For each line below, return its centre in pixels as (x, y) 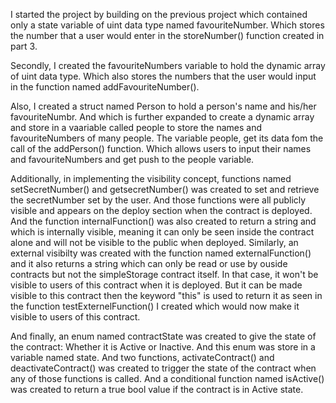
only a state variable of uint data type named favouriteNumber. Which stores (167, 25)
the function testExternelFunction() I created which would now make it (155, 306)
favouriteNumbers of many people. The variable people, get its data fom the (167, 138)
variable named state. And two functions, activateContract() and (142, 357)
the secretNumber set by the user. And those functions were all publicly (158, 200)
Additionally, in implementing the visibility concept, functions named (151, 178)
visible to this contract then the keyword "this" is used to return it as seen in (166, 295)
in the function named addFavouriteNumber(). (105, 87)
